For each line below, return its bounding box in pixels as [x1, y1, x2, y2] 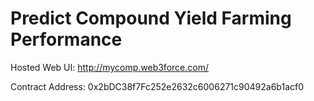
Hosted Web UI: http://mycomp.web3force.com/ [10, 61, 209, 73]
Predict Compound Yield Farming [10, 7, 292, 30]
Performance [10, 28, 123, 51]
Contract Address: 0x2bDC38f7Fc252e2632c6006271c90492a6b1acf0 [10, 80, 305, 92]
